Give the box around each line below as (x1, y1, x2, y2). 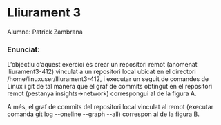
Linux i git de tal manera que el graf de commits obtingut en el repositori (7, 82, 213, 91)
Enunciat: (7, 45, 40, 54)
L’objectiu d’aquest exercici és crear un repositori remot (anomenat (7, 60, 198, 69)
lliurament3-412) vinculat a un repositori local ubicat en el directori (7, 67, 196, 76)
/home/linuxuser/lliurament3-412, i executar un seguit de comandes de (7, 75, 209, 83)
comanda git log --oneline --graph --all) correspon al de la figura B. (7, 110, 200, 118)
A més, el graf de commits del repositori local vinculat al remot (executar (7, 103, 214, 111)
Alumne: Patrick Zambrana (7, 27, 83, 36)
